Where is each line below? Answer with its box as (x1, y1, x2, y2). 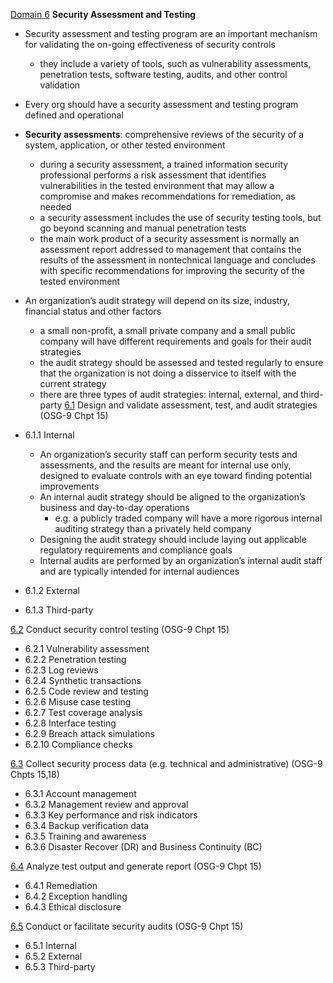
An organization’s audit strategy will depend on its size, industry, (24, 295, 291, 306)
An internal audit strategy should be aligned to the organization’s (39, 491, 306, 503)
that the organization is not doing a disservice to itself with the (39, 367, 297, 379)
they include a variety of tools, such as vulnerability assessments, (39, 58, 312, 69)
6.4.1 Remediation (24, 880, 98, 891)
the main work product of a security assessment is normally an (39, 233, 300, 244)
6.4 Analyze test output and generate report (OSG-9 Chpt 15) (10, 860, 262, 872)
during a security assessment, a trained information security (39, 159, 289, 170)
